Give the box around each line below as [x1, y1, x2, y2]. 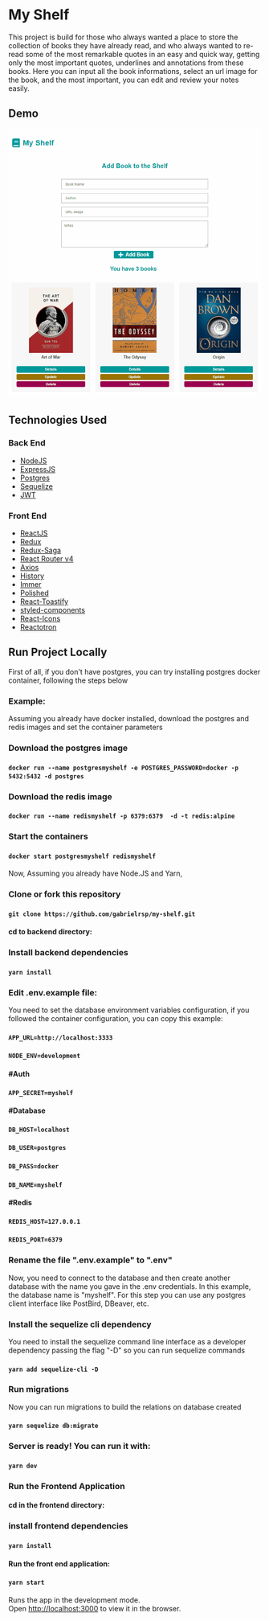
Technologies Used [8, 413, 107, 427]
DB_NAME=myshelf [8, 1180, 63, 1189]
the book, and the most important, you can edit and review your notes [8, 75, 239, 84]
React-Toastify [19, 597, 69, 606]
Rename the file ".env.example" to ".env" [8, 1254, 173, 1266]
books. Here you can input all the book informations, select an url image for [8, 66, 258, 76]
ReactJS [19, 528, 48, 538]
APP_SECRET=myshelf [8, 1089, 74, 1097]
